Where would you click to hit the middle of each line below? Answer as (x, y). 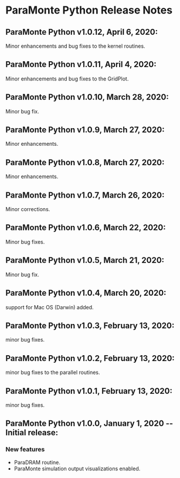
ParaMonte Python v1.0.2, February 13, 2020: (90, 358)
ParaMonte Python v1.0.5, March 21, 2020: (85, 260)
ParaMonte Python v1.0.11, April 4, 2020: (81, 64)
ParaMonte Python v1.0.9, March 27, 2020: (85, 130)
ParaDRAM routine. (37, 462)
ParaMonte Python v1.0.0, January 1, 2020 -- (89, 424)
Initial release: (32, 433)
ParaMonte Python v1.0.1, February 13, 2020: (89, 391)
